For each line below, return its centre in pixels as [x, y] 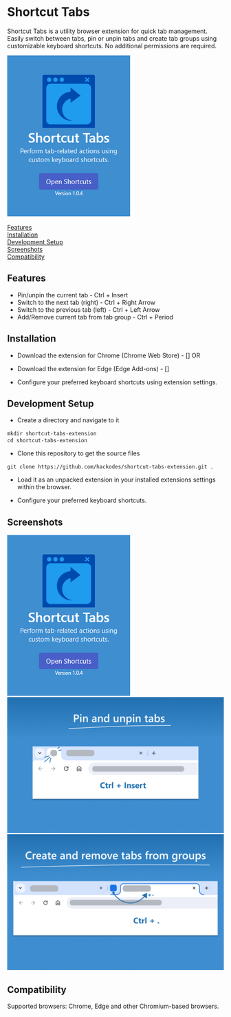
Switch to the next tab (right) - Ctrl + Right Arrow [86, 302]
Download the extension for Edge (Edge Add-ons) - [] [93, 368]
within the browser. [44, 487]
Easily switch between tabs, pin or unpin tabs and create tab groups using [112, 38]
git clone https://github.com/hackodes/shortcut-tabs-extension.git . [110, 467]
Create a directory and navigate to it [68, 420]
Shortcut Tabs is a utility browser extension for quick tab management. [107, 31]
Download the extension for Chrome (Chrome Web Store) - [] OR [109, 355]
